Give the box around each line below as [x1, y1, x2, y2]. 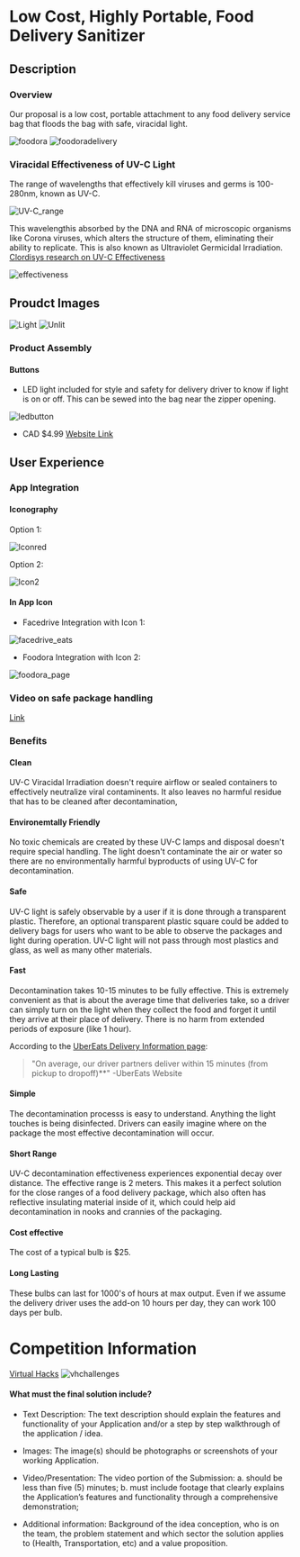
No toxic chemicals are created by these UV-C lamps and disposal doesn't [9, 837, 285, 847]
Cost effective [9, 1227, 64, 1237]
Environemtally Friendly [9, 817, 101, 828]
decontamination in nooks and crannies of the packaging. [9, 1207, 223, 1218]
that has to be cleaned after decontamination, [9, 796, 178, 807]
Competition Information [9, 1338, 198, 1359]
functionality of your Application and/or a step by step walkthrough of [22, 1418, 281, 1429]
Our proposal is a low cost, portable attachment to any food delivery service [9, 108, 291, 119]
